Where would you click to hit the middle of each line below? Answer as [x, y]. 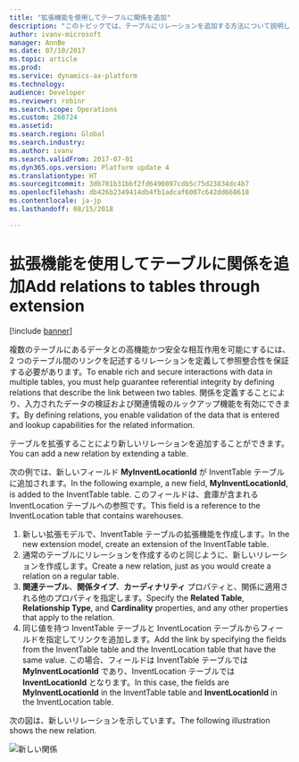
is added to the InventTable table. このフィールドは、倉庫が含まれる [134, 494]
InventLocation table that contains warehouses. [96, 515]
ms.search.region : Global [57, 134]
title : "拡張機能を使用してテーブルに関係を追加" [90, 17]
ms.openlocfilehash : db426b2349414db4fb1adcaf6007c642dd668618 [129, 193]
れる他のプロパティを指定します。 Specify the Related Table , [133, 597]
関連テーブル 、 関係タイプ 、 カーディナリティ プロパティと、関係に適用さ [155, 586]
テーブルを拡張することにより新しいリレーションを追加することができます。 [149, 443]
